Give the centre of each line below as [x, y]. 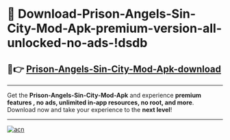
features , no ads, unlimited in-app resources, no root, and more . [101, 102]
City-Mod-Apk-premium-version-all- [115, 28]
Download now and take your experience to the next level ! [90, 110]
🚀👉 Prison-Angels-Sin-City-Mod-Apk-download [114, 69]
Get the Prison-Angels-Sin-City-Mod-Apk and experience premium [104, 95]
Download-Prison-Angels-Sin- [107, 14]
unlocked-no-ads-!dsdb [77, 43]
